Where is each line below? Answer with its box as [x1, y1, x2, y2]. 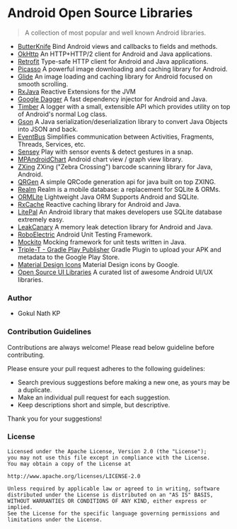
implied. [7, 504, 33, 511]
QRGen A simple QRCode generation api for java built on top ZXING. [17, 177, 216, 186]
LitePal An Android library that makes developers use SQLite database [17, 207, 223, 216]
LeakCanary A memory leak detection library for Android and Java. [17, 222, 214, 231]
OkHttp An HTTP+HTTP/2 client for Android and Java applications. [17, 50, 212, 58]
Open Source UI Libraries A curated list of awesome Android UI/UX [17, 268, 214, 276]
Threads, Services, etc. [17, 140, 86, 148]
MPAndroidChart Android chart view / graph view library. [17, 154, 183, 164]
